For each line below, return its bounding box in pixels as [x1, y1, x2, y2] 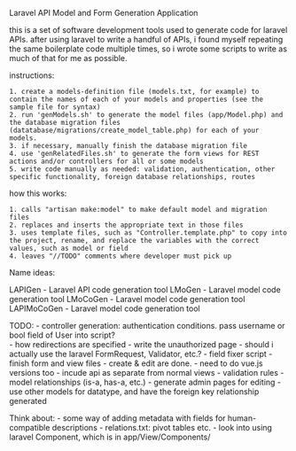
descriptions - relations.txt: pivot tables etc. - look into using [51, 423, 273, 432]
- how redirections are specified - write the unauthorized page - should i [9, 339, 274, 349]
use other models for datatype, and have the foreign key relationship [9, 386, 260, 397]
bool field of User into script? [9, 330, 115, 340]
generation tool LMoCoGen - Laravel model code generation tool [9, 294, 245, 304]
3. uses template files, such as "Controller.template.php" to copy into [9, 229, 288, 237]
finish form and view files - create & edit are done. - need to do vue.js [9, 358, 263, 369]
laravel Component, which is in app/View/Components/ [9, 432, 211, 442]
